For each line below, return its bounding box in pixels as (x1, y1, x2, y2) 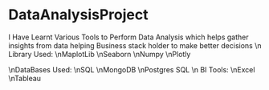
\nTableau (8, 73, 42, 83)
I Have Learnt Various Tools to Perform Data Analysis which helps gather (8, 32, 249, 42)
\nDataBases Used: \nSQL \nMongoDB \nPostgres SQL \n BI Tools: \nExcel (8, 64, 255, 74)
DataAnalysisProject (8, 6, 149, 24)
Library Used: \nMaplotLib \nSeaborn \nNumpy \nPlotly (8, 49, 191, 59)
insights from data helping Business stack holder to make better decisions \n (8, 40, 262, 50)
